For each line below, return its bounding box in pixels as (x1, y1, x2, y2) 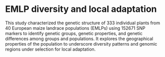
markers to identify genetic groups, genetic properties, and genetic (5, 30, 143, 36)
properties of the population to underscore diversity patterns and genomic (5, 41, 158, 47)
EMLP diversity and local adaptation (5, 3, 157, 15)
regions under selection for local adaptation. (5, 46, 96, 52)
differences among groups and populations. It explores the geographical (5, 36, 154, 42)
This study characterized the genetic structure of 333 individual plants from (5, 20, 161, 26)
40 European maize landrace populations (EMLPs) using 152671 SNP (5, 25, 146, 31)
